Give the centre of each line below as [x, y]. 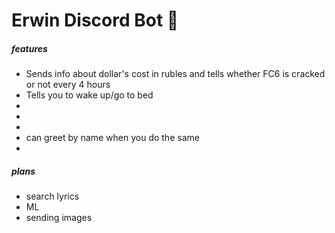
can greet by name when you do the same [112, 138]
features [29, 48]
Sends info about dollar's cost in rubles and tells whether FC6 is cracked [175, 74]
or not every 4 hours [68, 85]
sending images [59, 218]
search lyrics [52, 196]
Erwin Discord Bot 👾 [95, 20]
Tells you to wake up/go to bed [89, 95]
